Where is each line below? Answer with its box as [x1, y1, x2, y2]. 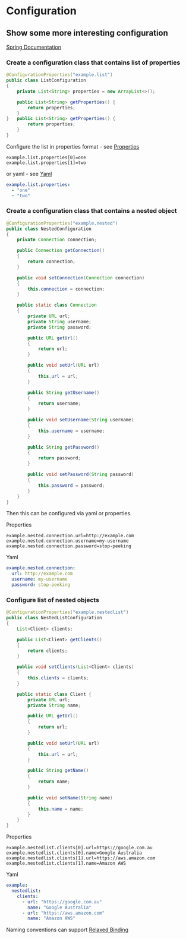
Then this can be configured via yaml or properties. [6, 510, 132, 517]
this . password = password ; [37, 483, 105, 489]
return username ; [37, 401, 81, 407]
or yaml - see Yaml [6, 170, 52, 177]
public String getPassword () [27, 444, 100, 450]
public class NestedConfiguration [6, 226, 92, 232]
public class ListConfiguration [6, 77, 86, 84]
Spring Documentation [6, 43, 61, 51]
